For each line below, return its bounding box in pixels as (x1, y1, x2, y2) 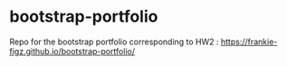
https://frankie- (220, 36, 278, 47)
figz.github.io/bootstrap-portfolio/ (9, 45, 136, 56)
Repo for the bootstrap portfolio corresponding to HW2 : (9, 36, 219, 47)
